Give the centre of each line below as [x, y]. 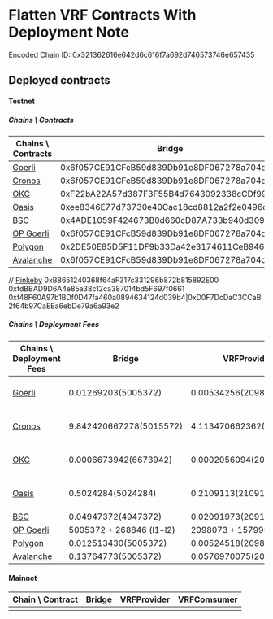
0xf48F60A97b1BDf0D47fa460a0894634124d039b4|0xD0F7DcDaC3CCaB [135, 297]
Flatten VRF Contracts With [102, 15]
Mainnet [23, 578]
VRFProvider [145, 599]
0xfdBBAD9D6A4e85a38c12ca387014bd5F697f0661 [97, 288]
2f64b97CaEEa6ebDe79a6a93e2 [64, 306]
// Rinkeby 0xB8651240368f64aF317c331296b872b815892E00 [114, 280]
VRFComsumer [208, 599]
